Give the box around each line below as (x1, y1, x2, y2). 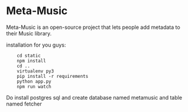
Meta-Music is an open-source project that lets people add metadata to (6, 24, 180, 31)
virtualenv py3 (17, 68, 54, 74)
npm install (17, 58, 46, 64)
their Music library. (6, 29, 52, 37)
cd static (17, 52, 41, 58)
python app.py (17, 78, 51, 84)
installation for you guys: (6, 41, 66, 48)
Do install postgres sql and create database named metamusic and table (6, 94, 182, 101)
